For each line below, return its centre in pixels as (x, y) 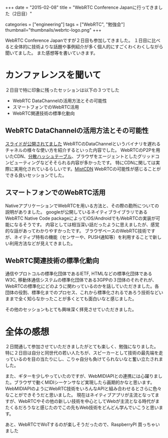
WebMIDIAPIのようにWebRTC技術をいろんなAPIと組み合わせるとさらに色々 (83, 389)
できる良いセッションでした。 (36, 175)
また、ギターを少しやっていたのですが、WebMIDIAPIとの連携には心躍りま (82, 376)
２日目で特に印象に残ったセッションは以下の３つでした (62, 90)
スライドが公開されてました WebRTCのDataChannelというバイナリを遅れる (83, 144)
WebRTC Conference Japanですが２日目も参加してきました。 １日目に (78, 40)
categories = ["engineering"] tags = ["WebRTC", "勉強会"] (65, 24)
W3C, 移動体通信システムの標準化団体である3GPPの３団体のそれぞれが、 (81, 280)
